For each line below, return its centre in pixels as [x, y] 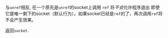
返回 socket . [17, 30]
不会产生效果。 [21, 20]
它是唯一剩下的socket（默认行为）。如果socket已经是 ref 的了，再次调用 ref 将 [84, 13]
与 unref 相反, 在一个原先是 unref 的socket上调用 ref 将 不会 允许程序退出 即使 [82, 7]
